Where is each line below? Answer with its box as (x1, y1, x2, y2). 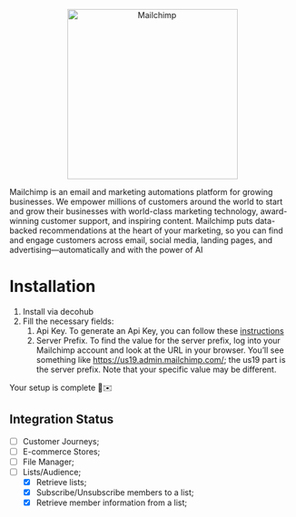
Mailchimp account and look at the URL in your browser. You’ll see (35, 345, 284, 356)
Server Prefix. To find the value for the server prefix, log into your (35, 335, 281, 346)
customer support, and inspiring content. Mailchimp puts (40, 216, 253, 226)
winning (9, 216, 39, 226)
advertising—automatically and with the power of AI (9, 245, 203, 255)
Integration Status (9, 412, 114, 427)
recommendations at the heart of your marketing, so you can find (39, 225, 283, 236)
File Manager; (22, 456, 74, 467)
